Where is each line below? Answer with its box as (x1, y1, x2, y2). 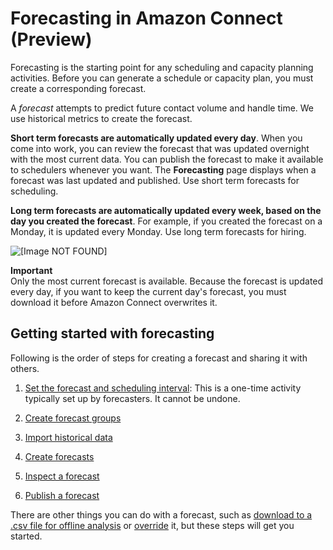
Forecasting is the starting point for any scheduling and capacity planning (10, 61, 314, 73)
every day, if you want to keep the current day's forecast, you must (10, 285, 287, 297)
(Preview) (10, 28, 93, 51)
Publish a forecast (24, 489, 100, 501)
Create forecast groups (24, 412, 122, 424)
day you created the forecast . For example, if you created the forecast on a (10, 215, 323, 227)
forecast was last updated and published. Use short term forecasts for (10, 174, 300, 186)
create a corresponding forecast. (10, 82, 147, 94)
